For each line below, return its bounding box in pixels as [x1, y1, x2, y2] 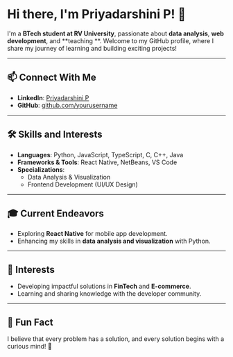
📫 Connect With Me [7, 72, 97, 84]
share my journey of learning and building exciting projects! [7, 44, 177, 52]
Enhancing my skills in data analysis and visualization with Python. [17, 237, 211, 246]
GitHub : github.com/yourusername [17, 101, 118, 109]
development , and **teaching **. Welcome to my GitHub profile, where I [7, 36, 214, 45]
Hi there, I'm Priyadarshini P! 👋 [7, 6, 186, 22]
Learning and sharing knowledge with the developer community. [17, 289, 202, 298]
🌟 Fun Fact [7, 316, 53, 328]
